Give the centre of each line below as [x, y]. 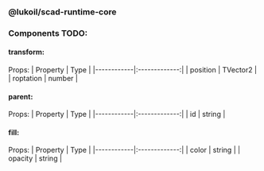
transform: [27, 52]
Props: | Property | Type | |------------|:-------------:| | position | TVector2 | [132, 70]
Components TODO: [48, 33]
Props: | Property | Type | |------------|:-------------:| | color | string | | [124, 150]
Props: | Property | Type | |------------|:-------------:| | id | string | [117, 115]
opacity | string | [35, 158]
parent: [21, 96]
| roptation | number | [43, 79]
